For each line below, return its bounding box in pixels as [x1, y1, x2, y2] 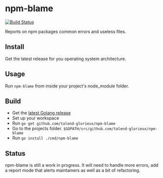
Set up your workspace [12, 115, 60, 121]
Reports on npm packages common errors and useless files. [5, 28, 126, 34]
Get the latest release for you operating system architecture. [5, 56, 126, 62]
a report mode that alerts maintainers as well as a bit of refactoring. [5, 167, 141, 174]
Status [5, 149, 26, 157]
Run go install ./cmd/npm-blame [12, 135, 79, 141]
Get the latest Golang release [12, 110, 71, 116]
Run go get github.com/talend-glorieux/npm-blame [12, 120, 116, 126]
